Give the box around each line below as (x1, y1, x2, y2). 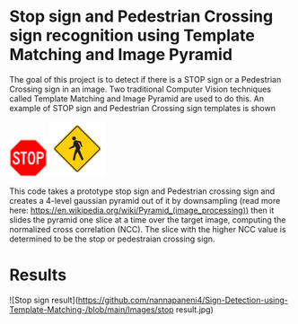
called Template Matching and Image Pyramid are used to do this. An (9, 92, 265, 104)
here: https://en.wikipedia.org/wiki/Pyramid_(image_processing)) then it (9, 205, 275, 215)
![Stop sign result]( (9, 294, 79, 305)
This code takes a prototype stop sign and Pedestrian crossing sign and (9, 186, 276, 197)
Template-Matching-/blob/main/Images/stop (9, 303, 174, 315)
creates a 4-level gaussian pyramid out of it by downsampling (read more (9, 195, 281, 206)
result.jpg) (175, 303, 214, 315)
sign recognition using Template (9, 25, 256, 46)
